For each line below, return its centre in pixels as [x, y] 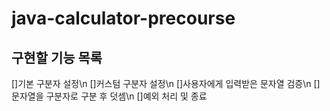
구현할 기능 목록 [57, 57]
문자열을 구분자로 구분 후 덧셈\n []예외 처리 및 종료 [109, 96]
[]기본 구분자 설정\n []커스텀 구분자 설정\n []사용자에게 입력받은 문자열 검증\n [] [166, 83]
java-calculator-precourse [123, 18]
